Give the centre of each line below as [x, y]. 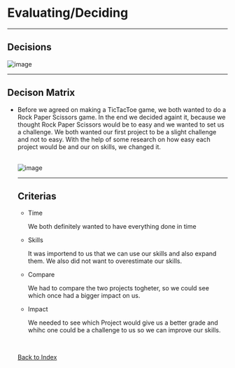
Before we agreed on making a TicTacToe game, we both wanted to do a [122, 109]
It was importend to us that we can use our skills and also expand [122, 254]
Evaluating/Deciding [68, 13]
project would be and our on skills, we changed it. [89, 147]
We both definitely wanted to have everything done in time [112, 227]
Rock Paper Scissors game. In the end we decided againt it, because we [121, 117]
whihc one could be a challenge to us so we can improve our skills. [124, 330]
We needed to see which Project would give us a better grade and [123, 323]
